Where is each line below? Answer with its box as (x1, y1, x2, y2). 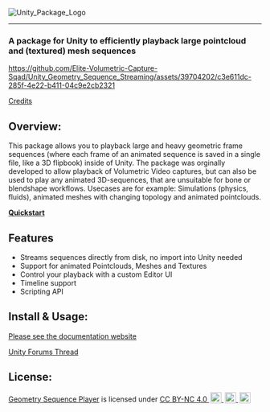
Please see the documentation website (8, 331, 137, 341)
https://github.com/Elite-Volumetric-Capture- (8, 64, 158, 73)
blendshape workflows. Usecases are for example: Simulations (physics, (8, 183, 249, 193)
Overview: (8, 119, 62, 133)
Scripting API (19, 286, 64, 296)
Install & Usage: (8, 310, 88, 323)
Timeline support (19, 278, 77, 287)
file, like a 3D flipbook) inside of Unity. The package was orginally (8, 158, 226, 168)
